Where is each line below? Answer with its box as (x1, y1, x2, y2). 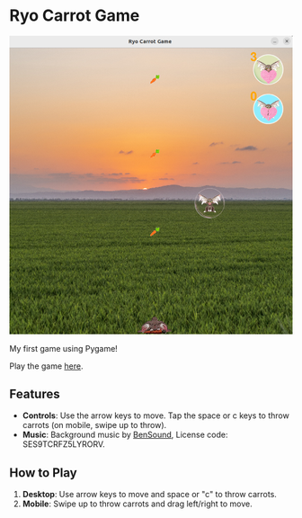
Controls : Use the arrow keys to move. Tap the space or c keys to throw (22, 410, 289, 421)
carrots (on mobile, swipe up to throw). (22, 420, 167, 431)
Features (9, 387, 60, 402)
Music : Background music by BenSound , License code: (22, 429, 228, 441)
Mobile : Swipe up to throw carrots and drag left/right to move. (22, 498, 253, 509)
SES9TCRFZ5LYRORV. (22, 439, 105, 450)
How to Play (9, 465, 78, 480)
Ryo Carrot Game (9, 5, 140, 26)
